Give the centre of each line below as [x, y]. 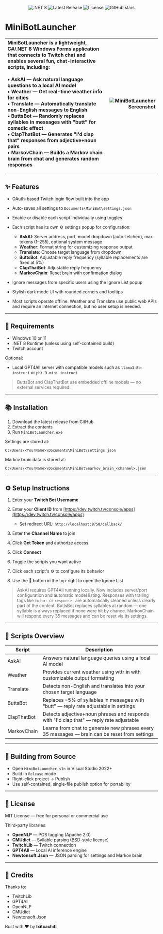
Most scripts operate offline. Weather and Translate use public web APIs [84, 301]
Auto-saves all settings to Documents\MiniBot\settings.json [72, 208]
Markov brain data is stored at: [36, 460]
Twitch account [27, 348]
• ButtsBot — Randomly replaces [46, 116]
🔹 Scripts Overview [35, 636]
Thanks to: [16, 887]
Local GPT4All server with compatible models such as [66, 367]
